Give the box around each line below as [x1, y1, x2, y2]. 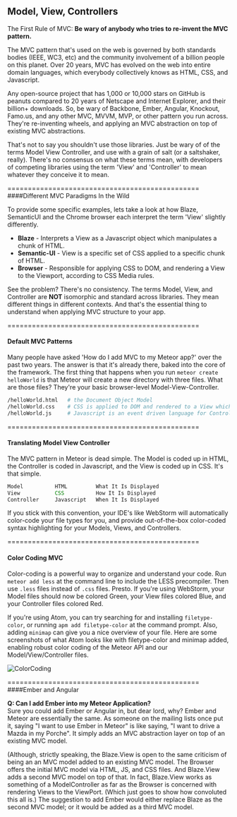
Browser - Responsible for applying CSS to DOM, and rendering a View [17, 264, 226, 272]
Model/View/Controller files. [7, 650, 90, 659]
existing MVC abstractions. [7, 126, 86, 135]
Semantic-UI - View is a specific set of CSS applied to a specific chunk [17, 248, 226, 257]
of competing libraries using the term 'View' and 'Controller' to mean [7, 162, 207, 171]
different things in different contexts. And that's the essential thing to [7, 300, 207, 308]
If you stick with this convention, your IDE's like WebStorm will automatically [7, 509, 229, 517]
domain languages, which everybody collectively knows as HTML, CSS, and [7, 68, 229, 76]
